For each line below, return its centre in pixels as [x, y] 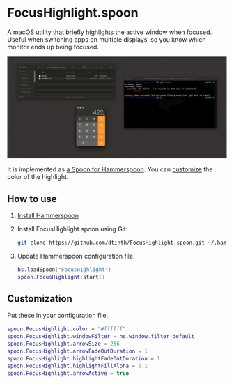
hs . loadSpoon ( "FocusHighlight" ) [64, 270]
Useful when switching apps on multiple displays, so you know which [107, 39]
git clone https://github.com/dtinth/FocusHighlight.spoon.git [111, 243]
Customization [40, 299]
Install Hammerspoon [48, 216]
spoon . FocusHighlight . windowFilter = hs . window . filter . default [101, 337]
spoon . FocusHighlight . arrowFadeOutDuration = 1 [78, 351]
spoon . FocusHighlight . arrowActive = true [68, 373]
